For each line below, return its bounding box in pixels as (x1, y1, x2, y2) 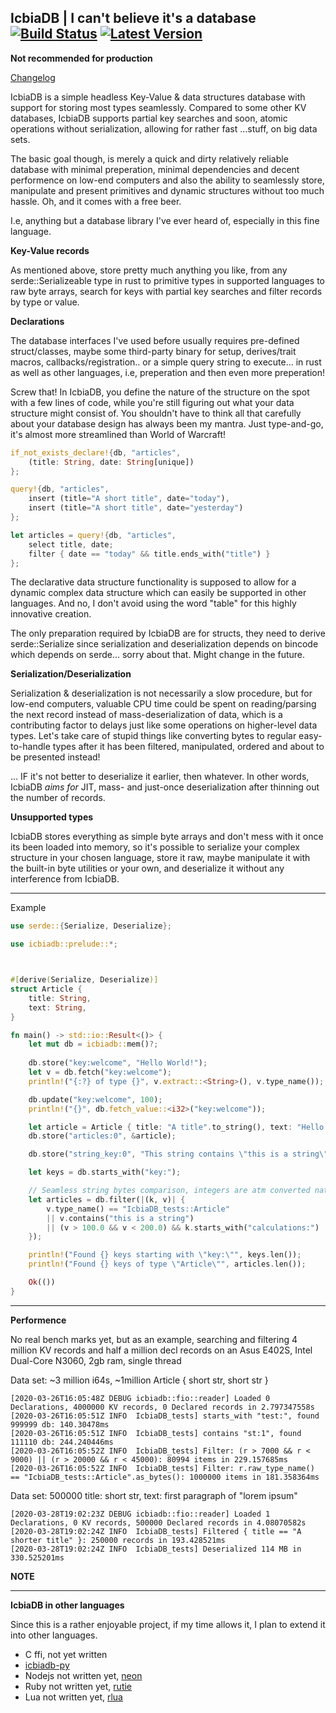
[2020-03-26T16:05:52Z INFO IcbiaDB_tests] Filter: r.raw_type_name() (10, 1463, 315, 1473)
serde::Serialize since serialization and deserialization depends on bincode (10, 638, 319, 650)
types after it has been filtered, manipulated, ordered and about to (52, 741, 325, 753)
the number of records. (10, 792, 106, 804)
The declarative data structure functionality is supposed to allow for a (10, 576, 297, 588)
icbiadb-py (24, 1659, 70, 1671)
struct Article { (10, 984, 83, 995)
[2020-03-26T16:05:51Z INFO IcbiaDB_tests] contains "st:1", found (10, 1428, 302, 1438)
